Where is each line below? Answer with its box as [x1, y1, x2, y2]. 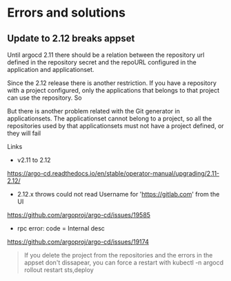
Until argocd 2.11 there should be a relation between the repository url [7, 51, 205, 59]
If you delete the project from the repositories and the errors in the [23, 251, 213, 259]
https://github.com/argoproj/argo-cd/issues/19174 [7, 237, 150, 246]
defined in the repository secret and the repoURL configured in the [7, 58, 197, 66]
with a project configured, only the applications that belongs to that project [7, 87, 220, 94]
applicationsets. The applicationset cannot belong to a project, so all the [7, 114, 212, 123]
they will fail [7, 129, 41, 137]
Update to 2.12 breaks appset [7, 33, 135, 44]
